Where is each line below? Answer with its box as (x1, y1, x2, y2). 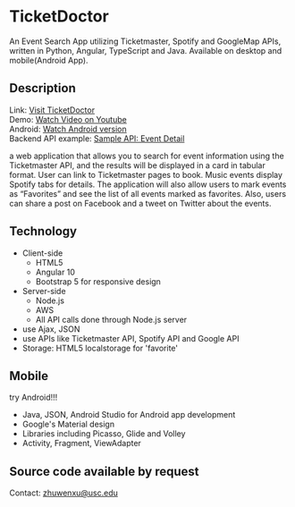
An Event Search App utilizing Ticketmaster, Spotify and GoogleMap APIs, (9, 36, 282, 46)
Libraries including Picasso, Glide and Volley (21, 428, 186, 439)
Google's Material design (21, 418, 114, 430)
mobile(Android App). (9, 55, 88, 65)
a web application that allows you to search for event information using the (9, 150, 284, 161)
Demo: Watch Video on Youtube (9, 114, 127, 124)
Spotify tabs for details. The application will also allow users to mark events (9, 179, 287, 190)
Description (9, 80, 76, 96)
